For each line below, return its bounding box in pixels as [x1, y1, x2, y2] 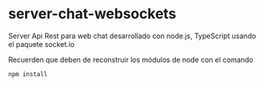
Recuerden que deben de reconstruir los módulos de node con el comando [8, 55, 254, 64]
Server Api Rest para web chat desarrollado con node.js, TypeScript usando [8, 31, 256, 41]
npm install [8, 70, 48, 78]
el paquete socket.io [8, 39, 75, 48]
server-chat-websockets [8, 5, 177, 23]
